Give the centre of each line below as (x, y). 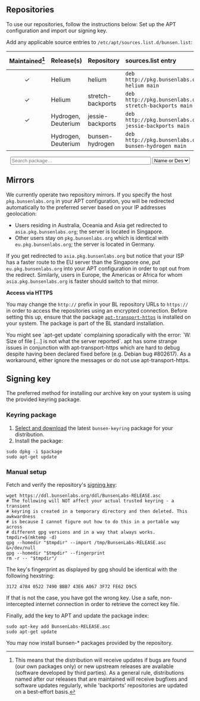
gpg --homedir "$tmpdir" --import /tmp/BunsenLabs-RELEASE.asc (86, 543)
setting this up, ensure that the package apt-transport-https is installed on (99, 317)
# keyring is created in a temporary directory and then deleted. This (97, 512)
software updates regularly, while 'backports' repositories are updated (101, 685)
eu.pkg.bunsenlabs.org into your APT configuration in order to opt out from (98, 268)
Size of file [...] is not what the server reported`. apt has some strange (92, 341)
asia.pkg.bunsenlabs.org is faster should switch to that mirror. (82, 281)
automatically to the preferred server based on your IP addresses (86, 207)
